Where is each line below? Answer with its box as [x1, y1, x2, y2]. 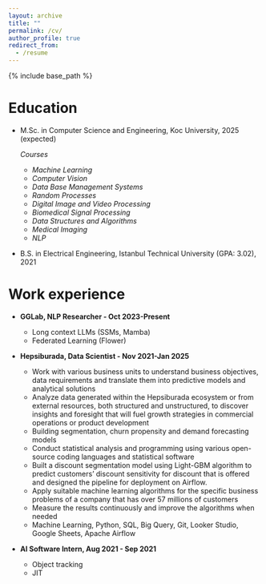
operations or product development [31, 417, 150, 427]
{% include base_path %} [8, 71, 93, 80]
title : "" [8, 19, 42, 27]
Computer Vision [31, 173, 88, 183]
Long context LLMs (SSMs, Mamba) [31, 327, 151, 336]
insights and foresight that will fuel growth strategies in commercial [31, 409, 254, 419]
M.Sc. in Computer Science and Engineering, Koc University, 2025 [19, 125, 240, 135]
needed [31, 511, 58, 521]
